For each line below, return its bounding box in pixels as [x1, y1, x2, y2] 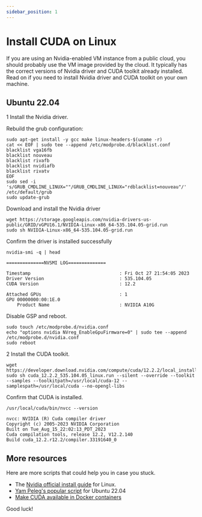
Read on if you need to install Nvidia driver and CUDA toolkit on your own [6, 73, 188, 81]
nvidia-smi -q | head [6, 249, 61, 255]
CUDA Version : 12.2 [6, 281, 136, 287]
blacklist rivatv [6, 168, 50, 174]
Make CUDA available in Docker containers [14, 494, 122, 501]
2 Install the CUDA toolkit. [6, 350, 70, 358]
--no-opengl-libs [81, 383, 125, 390]
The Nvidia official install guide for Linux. [14, 481, 117, 488]
